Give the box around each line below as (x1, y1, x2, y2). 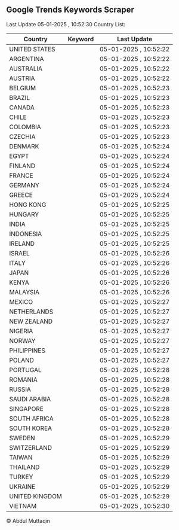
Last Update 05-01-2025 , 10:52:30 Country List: (6, 20, 126, 28)
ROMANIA (9, 375, 38, 383)
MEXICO (9, 297, 33, 306)
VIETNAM (9, 502, 37, 510)
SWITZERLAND (9, 443, 53, 452)
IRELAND (9, 239, 35, 248)
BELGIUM (9, 84, 36, 92)
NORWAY (9, 336, 36, 345)
